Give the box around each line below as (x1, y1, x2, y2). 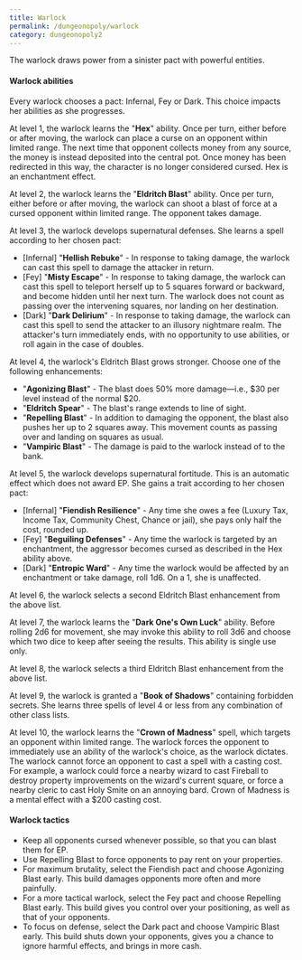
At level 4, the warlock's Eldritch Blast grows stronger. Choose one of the (9, 356, 281, 367)
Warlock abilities (9, 75, 74, 86)
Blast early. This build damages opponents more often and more (22, 873, 261, 884)
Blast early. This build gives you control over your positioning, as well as (22, 901, 290, 913)
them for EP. (22, 844, 69, 855)
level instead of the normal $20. (22, 392, 142, 403)
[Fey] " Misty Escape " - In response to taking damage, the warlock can (22, 271, 286, 282)
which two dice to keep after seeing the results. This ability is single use (9, 635, 277, 646)
